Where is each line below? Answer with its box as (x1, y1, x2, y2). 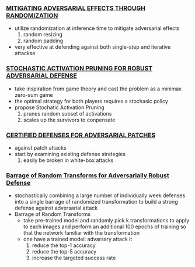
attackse (14, 50, 36, 57)
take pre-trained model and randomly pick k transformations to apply (23, 217, 190, 224)
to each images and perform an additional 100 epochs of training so (23, 223, 187, 230)
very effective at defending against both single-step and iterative (14, 43, 171, 50)
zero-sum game (14, 91, 54, 98)
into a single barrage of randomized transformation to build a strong (14, 198, 178, 205)
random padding (23, 37, 64, 45)
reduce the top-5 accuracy (32, 248, 97, 255)
